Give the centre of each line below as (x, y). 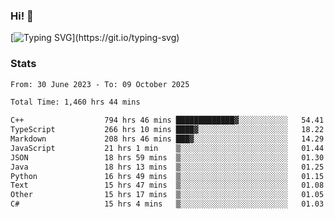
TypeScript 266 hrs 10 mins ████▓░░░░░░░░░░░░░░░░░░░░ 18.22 (167, 130)
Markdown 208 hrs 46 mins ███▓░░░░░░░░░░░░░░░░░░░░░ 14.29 (167, 139)
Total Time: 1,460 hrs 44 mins (75, 102)
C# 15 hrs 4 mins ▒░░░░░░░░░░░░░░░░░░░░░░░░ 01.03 (167, 204)
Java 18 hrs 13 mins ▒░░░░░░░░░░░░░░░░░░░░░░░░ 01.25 (167, 167)
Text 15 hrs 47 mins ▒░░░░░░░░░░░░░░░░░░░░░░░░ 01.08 (167, 185)
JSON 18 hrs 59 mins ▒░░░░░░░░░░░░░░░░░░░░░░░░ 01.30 (167, 157)
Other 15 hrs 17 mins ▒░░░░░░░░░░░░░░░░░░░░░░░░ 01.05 (167, 195)
